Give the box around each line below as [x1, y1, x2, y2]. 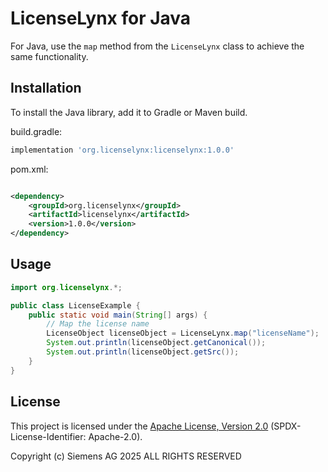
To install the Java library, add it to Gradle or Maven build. [10, 106, 248, 118]
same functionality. [10, 50, 89, 62]
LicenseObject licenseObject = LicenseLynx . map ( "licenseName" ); [46, 328, 320, 339]
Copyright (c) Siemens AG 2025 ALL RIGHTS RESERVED [10, 450, 242, 462]
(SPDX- [270, 420, 302, 432]
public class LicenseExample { [10, 300, 141, 311]
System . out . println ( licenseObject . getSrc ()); [46, 347, 240, 357]
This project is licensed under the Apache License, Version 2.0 [10, 420, 269, 432]
